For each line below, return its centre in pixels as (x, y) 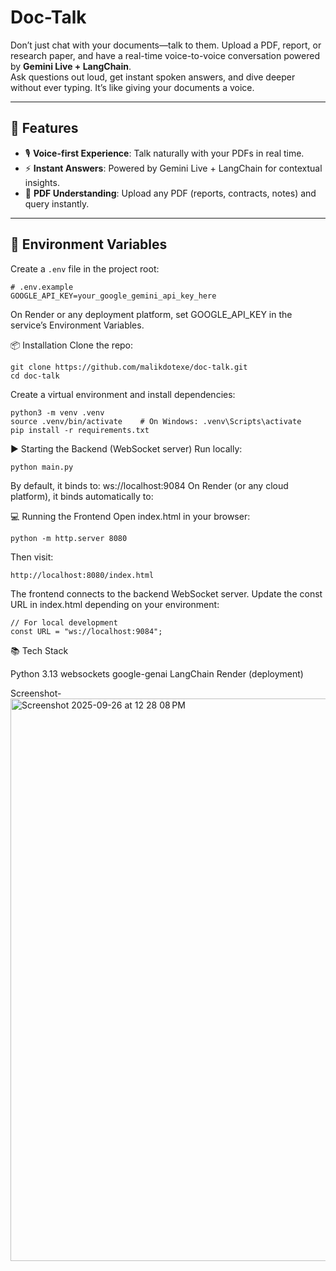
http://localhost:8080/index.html (82, 575)
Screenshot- (36, 693)
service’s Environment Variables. (77, 325)
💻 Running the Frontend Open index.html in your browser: (130, 516)
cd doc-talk (35, 376)
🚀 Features (44, 128)
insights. (42, 182)
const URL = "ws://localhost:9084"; (86, 631)
